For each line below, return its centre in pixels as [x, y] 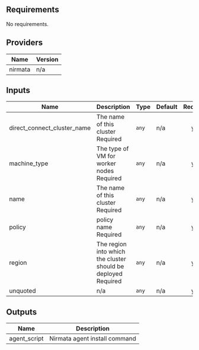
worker [107, 163]
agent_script [26, 339]
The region [112, 244]
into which [111, 252]
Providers [25, 43]
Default [167, 107]
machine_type [29, 163]
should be [110, 266]
